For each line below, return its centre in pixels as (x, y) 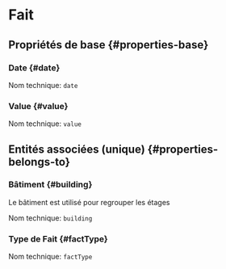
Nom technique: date (43, 85)
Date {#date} (34, 68)
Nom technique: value (45, 124)
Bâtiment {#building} (50, 185)
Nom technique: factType (50, 257)
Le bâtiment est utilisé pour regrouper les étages (89, 202)
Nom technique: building (50, 218)
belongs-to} (40, 162)
